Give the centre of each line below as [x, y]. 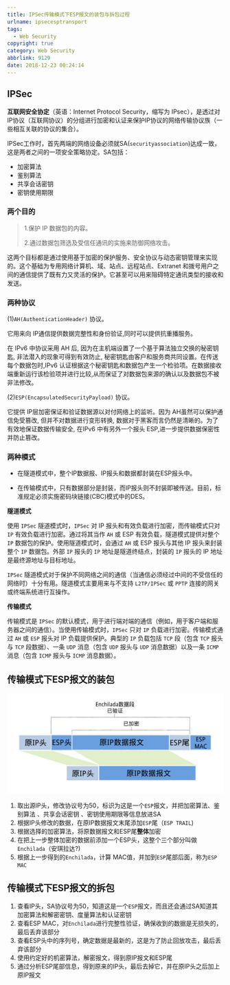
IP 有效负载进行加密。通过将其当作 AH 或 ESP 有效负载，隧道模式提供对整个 [113, 534]
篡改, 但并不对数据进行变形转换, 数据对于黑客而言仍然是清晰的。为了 [122, 420]
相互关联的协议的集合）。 [47, 129]
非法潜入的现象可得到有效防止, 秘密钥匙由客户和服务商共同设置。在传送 [117, 357]
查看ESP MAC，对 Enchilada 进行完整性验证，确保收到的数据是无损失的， [119, 923]
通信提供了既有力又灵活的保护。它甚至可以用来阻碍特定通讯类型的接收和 [121, 274]
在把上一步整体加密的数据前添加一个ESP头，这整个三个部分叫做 [107, 840]
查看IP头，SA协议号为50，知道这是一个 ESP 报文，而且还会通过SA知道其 [117, 906]
